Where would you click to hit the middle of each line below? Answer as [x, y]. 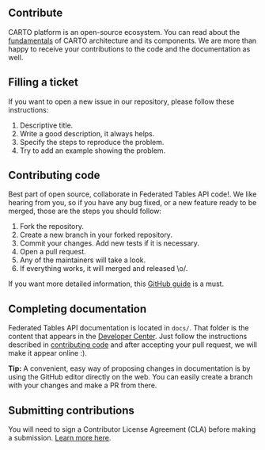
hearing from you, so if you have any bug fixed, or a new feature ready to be [132, 203]
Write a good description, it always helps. [87, 133]
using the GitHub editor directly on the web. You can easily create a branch [131, 377]
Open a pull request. [53, 252]
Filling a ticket [44, 82]
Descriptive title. [46, 125]
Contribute [36, 13]
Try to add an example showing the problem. [93, 151]
